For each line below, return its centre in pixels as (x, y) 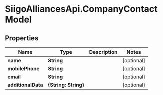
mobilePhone (24, 69)
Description (103, 52)
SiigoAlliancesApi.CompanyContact (82, 9)
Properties (22, 38)
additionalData (25, 85)
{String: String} (66, 85)
